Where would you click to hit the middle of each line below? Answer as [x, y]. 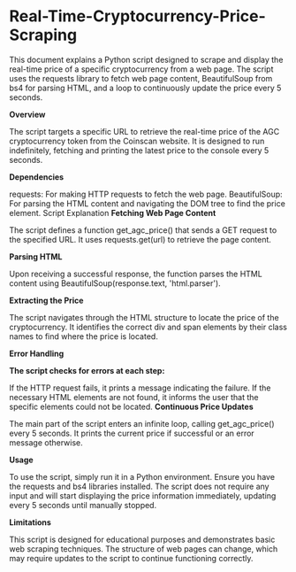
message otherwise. [46, 442]
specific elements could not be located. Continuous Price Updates [131, 406]
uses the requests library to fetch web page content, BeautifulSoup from [141, 78]
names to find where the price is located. [84, 336]
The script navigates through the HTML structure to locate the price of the [144, 317]
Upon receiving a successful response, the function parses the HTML [136, 274]
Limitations [30, 522]
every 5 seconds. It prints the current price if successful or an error [132, 433]
